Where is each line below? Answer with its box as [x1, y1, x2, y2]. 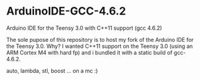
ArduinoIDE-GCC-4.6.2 [6, 4, 126, 18]
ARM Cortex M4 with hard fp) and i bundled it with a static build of [6, 48, 173, 56]
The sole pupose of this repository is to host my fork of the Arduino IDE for [6, 36, 194, 43]
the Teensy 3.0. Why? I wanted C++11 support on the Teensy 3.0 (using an [6, 42, 193, 50]
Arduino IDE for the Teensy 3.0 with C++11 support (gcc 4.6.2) [6, 24, 163, 32]
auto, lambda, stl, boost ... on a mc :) [6, 67, 98, 74]
